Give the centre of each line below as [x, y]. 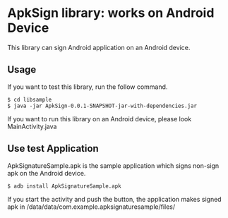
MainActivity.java [32, 126]
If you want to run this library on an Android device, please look [100, 119]
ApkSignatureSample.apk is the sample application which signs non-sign [113, 165]
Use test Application [53, 149]
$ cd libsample [30, 99]
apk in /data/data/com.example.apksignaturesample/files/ [91, 207]
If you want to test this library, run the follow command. [88, 87]
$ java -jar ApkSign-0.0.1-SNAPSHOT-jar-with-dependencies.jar [102, 106]
